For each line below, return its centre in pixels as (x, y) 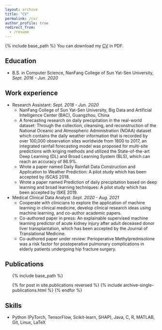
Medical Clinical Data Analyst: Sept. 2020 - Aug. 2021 (66, 197)
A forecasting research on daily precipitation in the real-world (81, 120)
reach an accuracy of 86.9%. (48, 161)
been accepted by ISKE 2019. (49, 192)
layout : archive (21, 9)
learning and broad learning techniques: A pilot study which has (83, 187)
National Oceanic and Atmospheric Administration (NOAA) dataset (85, 130)
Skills (13, 306)
